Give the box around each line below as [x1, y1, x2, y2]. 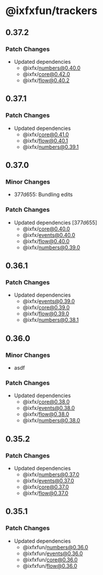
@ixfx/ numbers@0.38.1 [22, 316, 79, 323]
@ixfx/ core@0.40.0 [22, 225, 70, 232]
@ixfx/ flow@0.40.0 [22, 237, 70, 245]
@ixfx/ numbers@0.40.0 [22, 64, 81, 71]
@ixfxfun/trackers [5, 4, 98, 18]
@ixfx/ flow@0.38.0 [22, 411, 70, 418]
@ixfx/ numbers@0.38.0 [22, 417, 80, 424]
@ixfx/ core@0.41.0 [22, 130, 69, 138]
